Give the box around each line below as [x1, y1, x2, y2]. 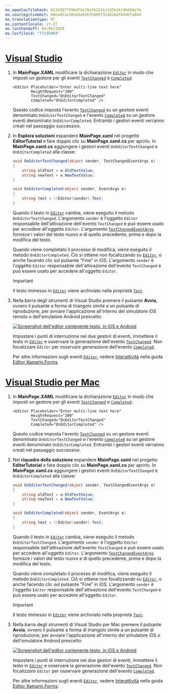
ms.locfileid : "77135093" [5, 31, 60, 36]
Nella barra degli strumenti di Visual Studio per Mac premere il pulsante [12, 621, 162, 627]
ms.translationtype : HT [5, 17, 56, 22]
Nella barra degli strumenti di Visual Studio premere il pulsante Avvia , [12, 297, 158, 303]
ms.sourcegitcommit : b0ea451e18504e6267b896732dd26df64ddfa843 [5, 12, 142, 17]
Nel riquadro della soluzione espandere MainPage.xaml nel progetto [12, 456, 158, 463]
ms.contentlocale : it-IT [5, 21, 58, 27]
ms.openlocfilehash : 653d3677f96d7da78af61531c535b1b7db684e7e [5, 7, 142, 13]
